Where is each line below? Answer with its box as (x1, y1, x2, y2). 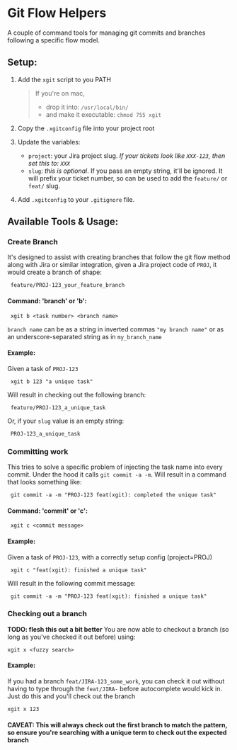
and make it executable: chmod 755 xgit (45, 110, 161, 118)
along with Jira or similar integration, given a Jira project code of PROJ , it (7, 261, 217, 269)
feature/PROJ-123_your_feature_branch (10, 282, 125, 289)
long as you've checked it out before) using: (7, 632, 136, 641)
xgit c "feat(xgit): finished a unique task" (10, 567, 147, 574)
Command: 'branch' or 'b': (7, 297, 87, 305)
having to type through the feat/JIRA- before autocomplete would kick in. (7, 685, 223, 693)
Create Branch (7, 237, 58, 247)
